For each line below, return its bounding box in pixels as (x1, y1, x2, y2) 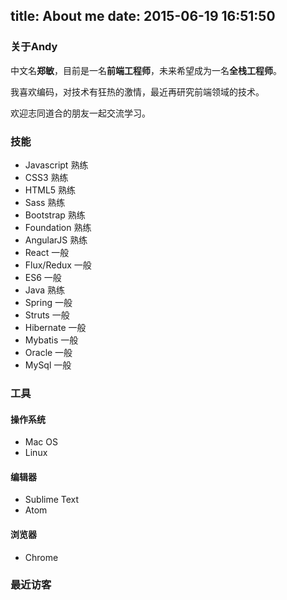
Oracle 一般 (24, 346, 73, 358)
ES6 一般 (24, 271, 62, 283)
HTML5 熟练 (24, 184, 77, 196)
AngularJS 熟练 (24, 234, 88, 246)
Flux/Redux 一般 (24, 259, 92, 271)
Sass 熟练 (24, 196, 66, 208)
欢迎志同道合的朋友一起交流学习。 (10, 107, 151, 119)
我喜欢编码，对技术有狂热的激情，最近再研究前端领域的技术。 (10, 85, 265, 98)
